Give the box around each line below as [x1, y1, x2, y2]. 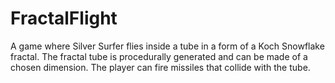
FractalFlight [10, 7, 118, 30]
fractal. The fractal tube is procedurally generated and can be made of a [10, 50, 308, 62]
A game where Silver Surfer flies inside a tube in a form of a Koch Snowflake [10, 40, 325, 52]
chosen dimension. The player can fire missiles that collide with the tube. [10, 61, 311, 73]
